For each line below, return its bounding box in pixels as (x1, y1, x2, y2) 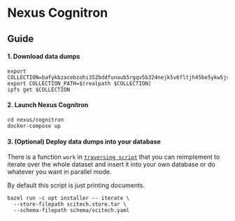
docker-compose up (7, 122, 61, 129)
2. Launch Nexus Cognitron (7, 101, 89, 109)
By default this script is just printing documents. (7, 181, 145, 190)
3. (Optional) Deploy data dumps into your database (7, 137, 161, 145)
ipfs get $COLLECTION (7, 86, 71, 93)
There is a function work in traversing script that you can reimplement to (7, 152, 220, 162)
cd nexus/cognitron (7, 116, 64, 123)
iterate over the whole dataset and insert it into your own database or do (7, 160, 215, 169)
